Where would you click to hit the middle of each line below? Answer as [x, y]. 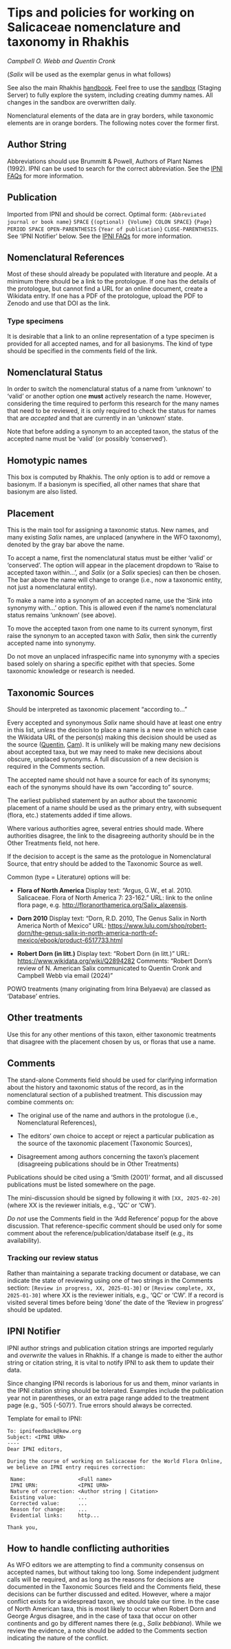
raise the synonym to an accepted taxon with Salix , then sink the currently [112, 636]
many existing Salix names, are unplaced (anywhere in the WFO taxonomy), [114, 538]
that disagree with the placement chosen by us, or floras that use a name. [111, 1041]
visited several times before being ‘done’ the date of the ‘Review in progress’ [115, 1302]
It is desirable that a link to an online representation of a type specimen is [111, 336]
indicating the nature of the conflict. [58, 1638]
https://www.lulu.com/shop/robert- [157, 925]
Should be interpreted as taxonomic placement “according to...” [97, 709]
